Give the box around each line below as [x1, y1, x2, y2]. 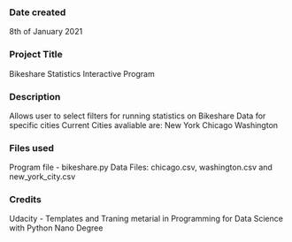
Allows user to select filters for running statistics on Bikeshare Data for [9, 110, 266, 121]
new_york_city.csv [9, 171, 76, 182]
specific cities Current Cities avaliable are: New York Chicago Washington [9, 119, 279, 130]
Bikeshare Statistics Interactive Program [9, 68, 155, 79]
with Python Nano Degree [9, 223, 104, 233]
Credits [9, 193, 42, 206]
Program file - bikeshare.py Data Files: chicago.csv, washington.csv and [9, 162, 273, 173]
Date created [9, 6, 66, 19]
